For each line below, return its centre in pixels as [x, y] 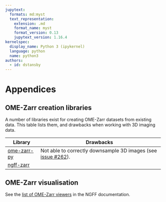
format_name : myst [33, 28]
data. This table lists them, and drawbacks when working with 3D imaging [80, 125]
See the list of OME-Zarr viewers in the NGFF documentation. [68, 194]
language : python [27, 51]
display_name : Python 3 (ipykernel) [47, 47]
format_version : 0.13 [36, 33]
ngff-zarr [19, 165]
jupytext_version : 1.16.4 [41, 38]
